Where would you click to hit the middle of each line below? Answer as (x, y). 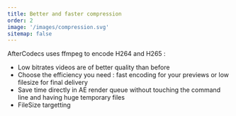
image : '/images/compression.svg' (58, 27)
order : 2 (20, 21)
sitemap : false (30, 34)
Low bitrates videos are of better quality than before (94, 67)
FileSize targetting (44, 105)
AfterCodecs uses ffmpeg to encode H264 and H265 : (86, 54)
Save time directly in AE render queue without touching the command (119, 90)
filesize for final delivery (53, 83)
